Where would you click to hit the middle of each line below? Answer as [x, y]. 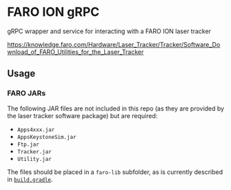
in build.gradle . [30, 179]
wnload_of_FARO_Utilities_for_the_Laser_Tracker [76, 52]
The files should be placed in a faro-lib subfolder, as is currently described [115, 172]
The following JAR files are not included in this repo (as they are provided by [116, 108]
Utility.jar [34, 159]
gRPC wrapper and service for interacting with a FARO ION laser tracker [109, 31]
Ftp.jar [28, 144]
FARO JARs [27, 93]
